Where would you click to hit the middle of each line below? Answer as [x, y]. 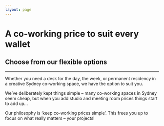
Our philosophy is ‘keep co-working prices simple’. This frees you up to [77, 113]
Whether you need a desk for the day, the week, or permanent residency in [81, 78]
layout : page [18, 10]
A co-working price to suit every [72, 33]
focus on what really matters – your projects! [50, 118]
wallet [18, 44]
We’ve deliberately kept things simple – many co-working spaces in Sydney [81, 93]
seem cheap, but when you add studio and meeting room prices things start [81, 98]
